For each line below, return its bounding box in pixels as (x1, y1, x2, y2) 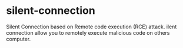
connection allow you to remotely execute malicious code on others (6, 29, 170, 36)
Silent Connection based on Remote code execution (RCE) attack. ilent (6, 23, 177, 30)
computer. (6, 35, 31, 42)
